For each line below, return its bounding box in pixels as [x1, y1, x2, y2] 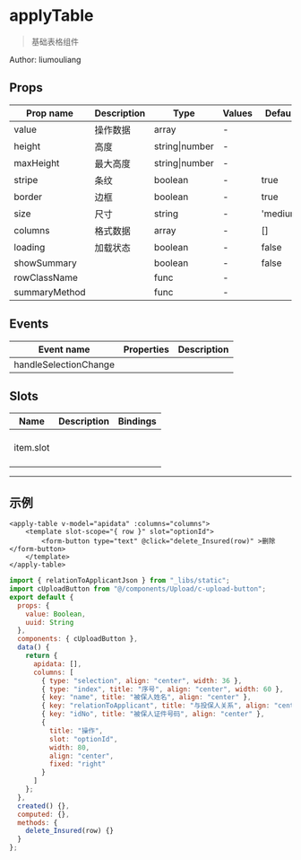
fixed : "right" [48, 759, 106, 768]
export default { [9, 592, 74, 601]
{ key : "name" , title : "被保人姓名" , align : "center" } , [41, 693, 252, 702]
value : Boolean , [25, 610, 87, 619]
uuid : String [25, 618, 74, 627]
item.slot [13, 442, 50, 454]
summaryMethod [13, 285, 87, 298]
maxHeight [13, 156, 60, 169]
